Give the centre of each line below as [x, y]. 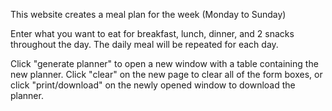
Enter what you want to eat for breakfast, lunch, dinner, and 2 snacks [152, 33]
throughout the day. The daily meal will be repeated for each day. [144, 44]
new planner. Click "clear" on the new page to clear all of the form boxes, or [166, 74]
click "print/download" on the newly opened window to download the [153, 85]
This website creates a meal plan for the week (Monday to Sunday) [148, 14]
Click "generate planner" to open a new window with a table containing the [164, 63]
